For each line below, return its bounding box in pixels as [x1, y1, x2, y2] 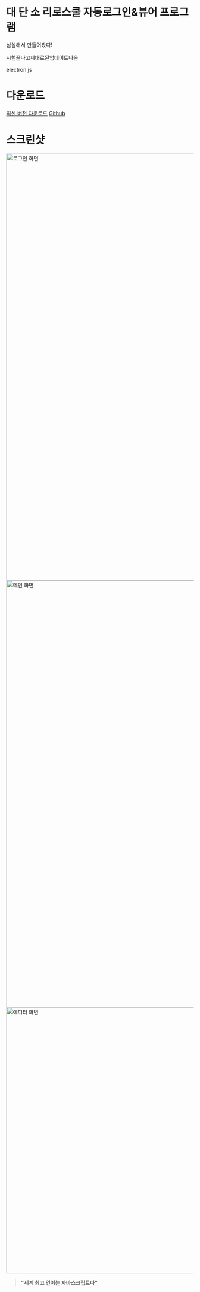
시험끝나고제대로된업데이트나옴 [6, 54, 79, 61]
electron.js [6, 66, 32, 73]
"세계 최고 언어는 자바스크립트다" [20, 1279, 98, 1286]
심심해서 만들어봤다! [6, 41, 52, 48]
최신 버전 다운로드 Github [6, 109, 65, 117]
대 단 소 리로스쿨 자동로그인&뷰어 [6, 5, 158, 19]
